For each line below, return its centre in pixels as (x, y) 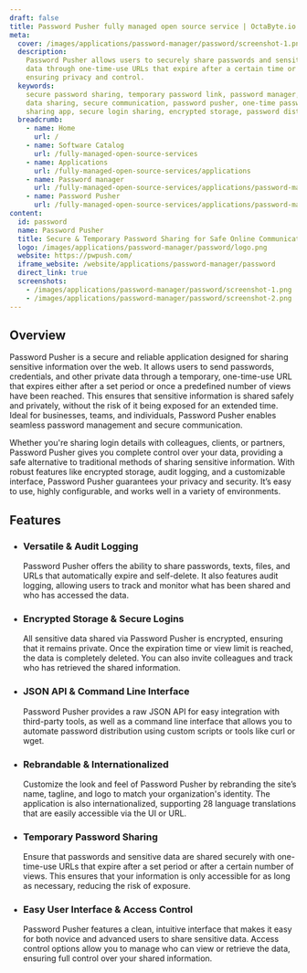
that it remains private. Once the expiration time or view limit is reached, (158, 649)
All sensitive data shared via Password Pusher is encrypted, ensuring (153, 639)
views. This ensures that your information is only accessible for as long (156, 876)
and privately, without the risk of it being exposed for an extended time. (144, 406)
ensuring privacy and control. (85, 78)
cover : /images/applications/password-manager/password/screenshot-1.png (161, 43)
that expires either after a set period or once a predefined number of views (150, 386)
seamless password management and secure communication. (126, 425)
